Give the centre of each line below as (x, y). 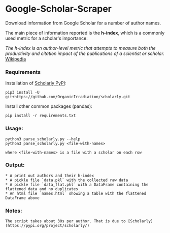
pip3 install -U (22, 93)
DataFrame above (22, 198)
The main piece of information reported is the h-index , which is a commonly (85, 33)
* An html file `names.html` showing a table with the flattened (76, 193)
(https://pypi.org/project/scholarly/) (47, 226)
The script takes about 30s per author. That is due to (65, 221)
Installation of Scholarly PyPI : (36, 83)
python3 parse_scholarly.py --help (43, 139)
